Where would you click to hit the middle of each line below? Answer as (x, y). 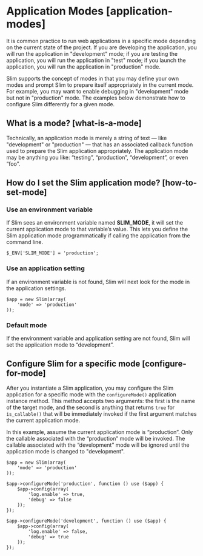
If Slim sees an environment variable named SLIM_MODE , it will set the (95, 223)
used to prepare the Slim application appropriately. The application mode (97, 151)
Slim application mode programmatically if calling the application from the (98, 236)
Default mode (27, 325)
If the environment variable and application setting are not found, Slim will (98, 339)
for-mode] (26, 374)
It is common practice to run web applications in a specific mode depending (101, 41)
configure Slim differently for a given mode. (61, 104)
